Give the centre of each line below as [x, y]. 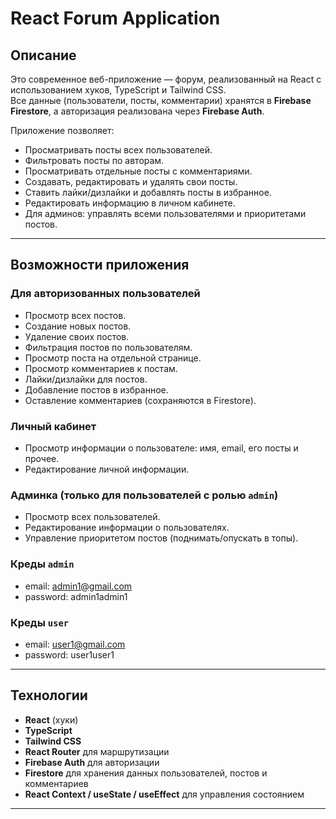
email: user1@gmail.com [75, 644]
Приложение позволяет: [62, 130]
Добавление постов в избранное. [96, 389]
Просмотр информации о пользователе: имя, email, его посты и [161, 448]
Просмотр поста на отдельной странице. [113, 358]
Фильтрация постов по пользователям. [108, 347]
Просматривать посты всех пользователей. [118, 150]
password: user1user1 [69, 654]
